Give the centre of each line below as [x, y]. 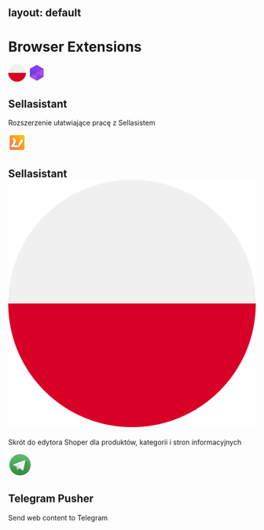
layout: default [45, 13]
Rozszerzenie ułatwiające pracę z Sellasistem [82, 123]
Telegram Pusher [51, 499]
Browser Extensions [75, 47]
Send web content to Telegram [58, 517]
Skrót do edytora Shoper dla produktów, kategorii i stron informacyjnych [125, 442]
